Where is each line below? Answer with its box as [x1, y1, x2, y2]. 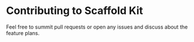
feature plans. [6, 29, 40, 36]
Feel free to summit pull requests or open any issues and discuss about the [6, 23, 188, 30]
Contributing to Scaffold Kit [6, 4, 143, 17]
